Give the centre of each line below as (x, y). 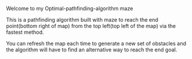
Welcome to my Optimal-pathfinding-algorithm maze (70, 8)
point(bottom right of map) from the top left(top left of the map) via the (91, 26)
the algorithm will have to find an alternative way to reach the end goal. (92, 50)
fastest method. (25, 32)
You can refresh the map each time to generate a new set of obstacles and (96, 44)
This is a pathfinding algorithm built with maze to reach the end (82, 20)
